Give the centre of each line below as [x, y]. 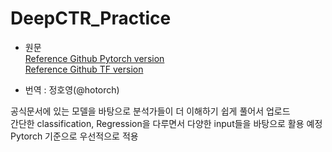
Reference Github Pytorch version [94, 58]
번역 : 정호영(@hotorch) [72, 89]
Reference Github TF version [84, 69]
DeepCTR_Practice [91, 18]
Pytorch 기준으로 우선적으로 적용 [74, 136]
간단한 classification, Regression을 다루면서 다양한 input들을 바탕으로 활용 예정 [166, 123]
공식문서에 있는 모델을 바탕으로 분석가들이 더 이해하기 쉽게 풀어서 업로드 [150, 111]
